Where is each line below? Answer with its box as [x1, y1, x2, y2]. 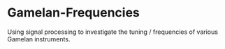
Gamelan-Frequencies [7, 5, 140, 21]
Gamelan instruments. [7, 35, 71, 43]
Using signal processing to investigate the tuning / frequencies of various [7, 28, 219, 36]
